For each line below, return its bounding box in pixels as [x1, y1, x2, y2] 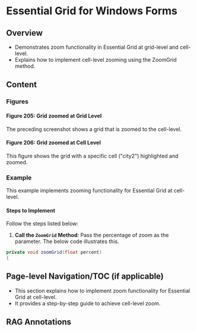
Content [6, 80, 37, 90]
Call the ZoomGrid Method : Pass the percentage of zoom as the [14, 232, 169, 239]
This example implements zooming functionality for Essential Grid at [6, 187, 173, 194]
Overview [6, 28, 43, 38]
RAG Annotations [6, 317, 72, 327]
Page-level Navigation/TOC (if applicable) [6, 272, 164, 282]
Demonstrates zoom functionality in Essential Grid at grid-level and [14, 43, 179, 51]
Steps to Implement [6, 207, 55, 214]
